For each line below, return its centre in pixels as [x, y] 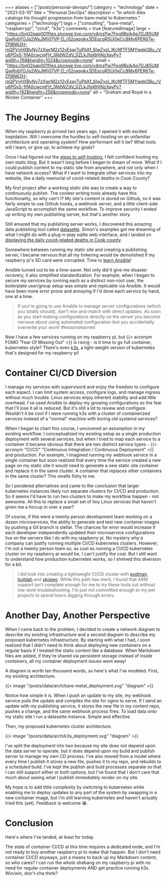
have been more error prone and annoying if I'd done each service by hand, [83, 291]
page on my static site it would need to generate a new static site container [82, 465]
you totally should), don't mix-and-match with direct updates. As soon [89, 311]
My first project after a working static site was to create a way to [71, 188]
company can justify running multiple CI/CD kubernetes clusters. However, [82, 543]
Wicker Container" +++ [29, 97]
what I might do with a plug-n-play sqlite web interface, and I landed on [78, 235]
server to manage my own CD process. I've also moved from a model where [83, 756]
